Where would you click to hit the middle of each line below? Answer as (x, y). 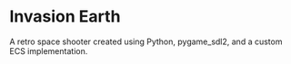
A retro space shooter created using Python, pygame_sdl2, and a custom (146, 41)
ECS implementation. (49, 50)
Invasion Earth (65, 17)
